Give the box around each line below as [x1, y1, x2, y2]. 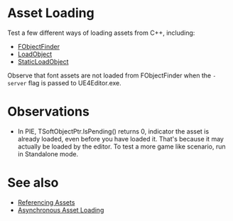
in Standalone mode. [17, 149, 79, 158]
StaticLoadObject [17, 57, 69, 65]
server [7, 80, 27, 87]
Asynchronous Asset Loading [17, 205, 104, 214]
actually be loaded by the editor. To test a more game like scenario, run [17, 142, 226, 151]
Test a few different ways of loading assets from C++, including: [7, 28, 195, 37]
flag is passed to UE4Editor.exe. [28, 78, 122, 87]
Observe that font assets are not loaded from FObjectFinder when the [7, 71, 212, 80]
